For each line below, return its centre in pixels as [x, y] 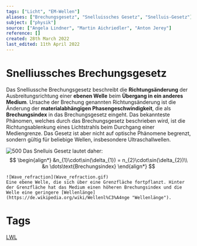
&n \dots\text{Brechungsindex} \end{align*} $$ [98, 166]
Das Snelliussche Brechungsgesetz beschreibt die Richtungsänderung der [97, 89]
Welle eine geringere [33, 192]
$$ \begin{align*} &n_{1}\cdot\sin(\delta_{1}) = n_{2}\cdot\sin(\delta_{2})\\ [98, 160]
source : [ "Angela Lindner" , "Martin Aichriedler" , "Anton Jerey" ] [89, 28]
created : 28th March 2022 [38, 39]
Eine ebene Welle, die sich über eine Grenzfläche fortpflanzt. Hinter [95, 182]
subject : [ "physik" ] [31, 22]
